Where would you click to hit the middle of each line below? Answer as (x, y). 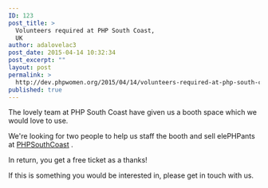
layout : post (30, 68)
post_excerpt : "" (37, 61)
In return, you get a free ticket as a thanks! (78, 160)
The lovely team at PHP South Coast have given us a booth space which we (133, 112)
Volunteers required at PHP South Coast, (85, 30)
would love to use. (38, 121)
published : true (35, 90)
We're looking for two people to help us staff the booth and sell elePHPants (132, 136)
